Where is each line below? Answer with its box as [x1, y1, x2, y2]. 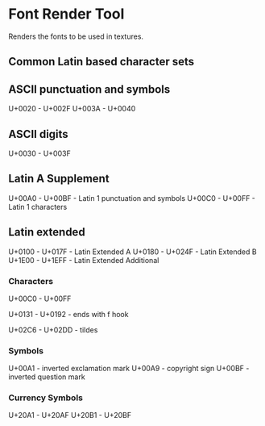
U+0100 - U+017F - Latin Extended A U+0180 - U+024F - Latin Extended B [8, 247, 257, 257]
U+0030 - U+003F [8, 148, 71, 158]
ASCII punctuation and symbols [8, 82, 171, 96]
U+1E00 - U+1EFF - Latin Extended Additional [8, 255, 159, 265]
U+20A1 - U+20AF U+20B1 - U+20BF [8, 411, 131, 420]
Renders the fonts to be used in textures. [8, 31, 143, 41]
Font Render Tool [8, 5, 125, 23]
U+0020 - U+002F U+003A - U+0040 [8, 104, 136, 114]
